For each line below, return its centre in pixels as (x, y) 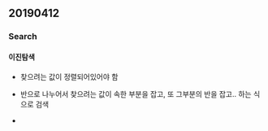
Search (23, 37)
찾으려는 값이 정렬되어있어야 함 (69, 76)
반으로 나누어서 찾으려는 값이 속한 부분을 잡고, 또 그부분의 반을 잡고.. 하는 (136, 94)
